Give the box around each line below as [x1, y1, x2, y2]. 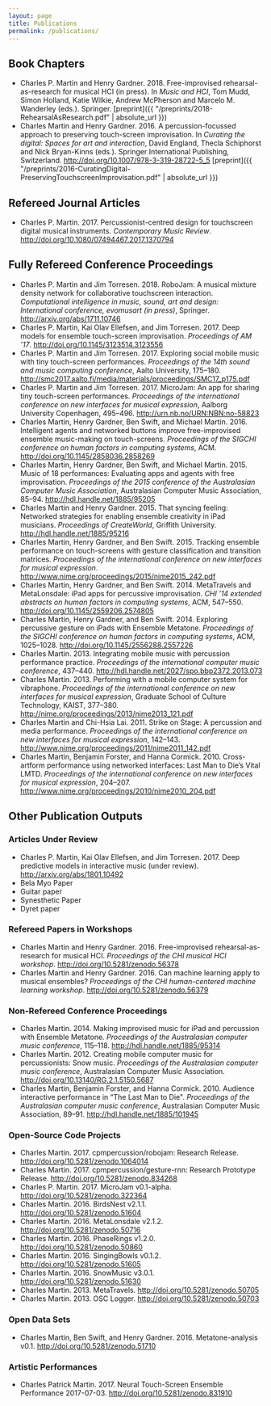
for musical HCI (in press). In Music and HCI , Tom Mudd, [62, 86, 251, 97]
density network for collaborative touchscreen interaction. [19, 288, 214, 297]
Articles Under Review [8, 834, 98, 845]
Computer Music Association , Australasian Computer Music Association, [19, 486, 262, 495]
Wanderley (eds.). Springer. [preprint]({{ [19, 104, 154, 114]
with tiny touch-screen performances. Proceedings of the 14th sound [19, 356, 250, 366]
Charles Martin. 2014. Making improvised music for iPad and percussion [19, 1024, 260, 1033]
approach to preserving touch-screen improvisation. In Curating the [19, 130, 246, 140]
